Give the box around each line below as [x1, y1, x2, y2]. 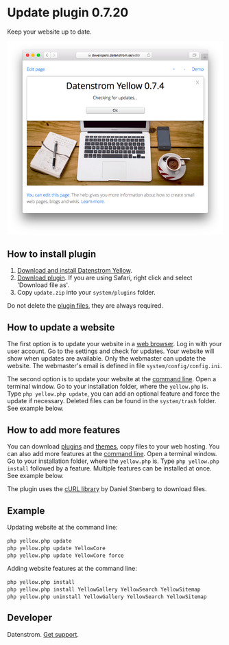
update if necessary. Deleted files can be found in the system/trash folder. [7, 397, 217, 405]
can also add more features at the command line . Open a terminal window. [7, 450, 217, 458]
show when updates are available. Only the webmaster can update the [7, 354, 206, 363]
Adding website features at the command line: [7, 564, 137, 572]
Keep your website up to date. [7, 27, 93, 36]
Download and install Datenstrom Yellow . [16, 267, 132, 275]
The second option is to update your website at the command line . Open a [7, 375, 217, 383]
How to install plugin [7, 249, 97, 260]
